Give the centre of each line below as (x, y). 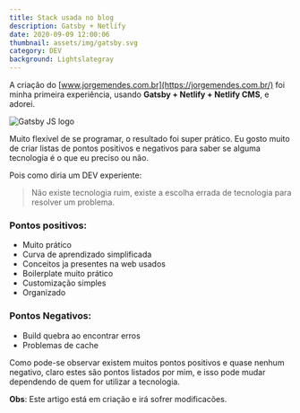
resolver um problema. (73, 202)
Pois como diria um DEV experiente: (76, 175)
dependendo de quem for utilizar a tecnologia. (95, 382)
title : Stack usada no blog (62, 18)
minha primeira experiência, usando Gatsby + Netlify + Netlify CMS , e (139, 94)
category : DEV (36, 51)
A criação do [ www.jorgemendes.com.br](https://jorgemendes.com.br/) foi (147, 85)
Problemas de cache (60, 345)
